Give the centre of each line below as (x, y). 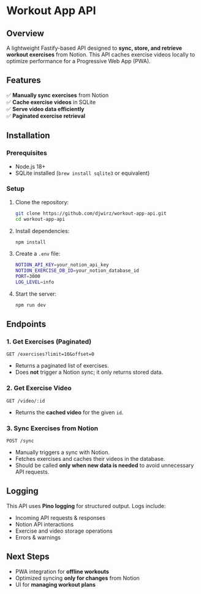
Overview (25, 33)
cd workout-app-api (40, 219)
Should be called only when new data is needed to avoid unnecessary (104, 465)
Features (24, 80)
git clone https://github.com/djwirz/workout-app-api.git (91, 213)
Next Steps (28, 557)
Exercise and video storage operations (64, 531)
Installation (28, 136)
